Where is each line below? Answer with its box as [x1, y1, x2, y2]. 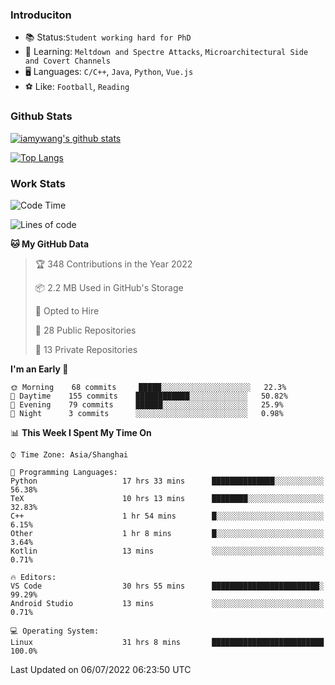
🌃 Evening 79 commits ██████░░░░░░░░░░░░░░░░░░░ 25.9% [10, 399, 284, 410]
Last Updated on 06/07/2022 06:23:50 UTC [10, 663, 192, 675]
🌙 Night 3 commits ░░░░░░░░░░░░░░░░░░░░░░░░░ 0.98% [10, 408, 284, 418]
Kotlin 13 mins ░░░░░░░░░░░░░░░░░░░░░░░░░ [10, 546, 325, 556]
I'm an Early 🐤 [10, 363, 69, 375]
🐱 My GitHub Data [10, 238, 90, 250]
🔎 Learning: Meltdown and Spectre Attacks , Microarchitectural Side [24, 46, 309, 58]
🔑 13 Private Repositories [34, 343, 138, 355]
